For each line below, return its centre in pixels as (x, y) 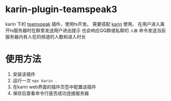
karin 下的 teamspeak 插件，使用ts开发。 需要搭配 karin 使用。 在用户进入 (83, 24)
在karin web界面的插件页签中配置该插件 (54, 87)
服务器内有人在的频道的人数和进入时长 (45, 37)
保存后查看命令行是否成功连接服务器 (51, 93)
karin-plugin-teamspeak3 (61, 9)
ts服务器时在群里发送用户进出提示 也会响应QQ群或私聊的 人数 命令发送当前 (88, 30)
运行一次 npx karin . (35, 80)
